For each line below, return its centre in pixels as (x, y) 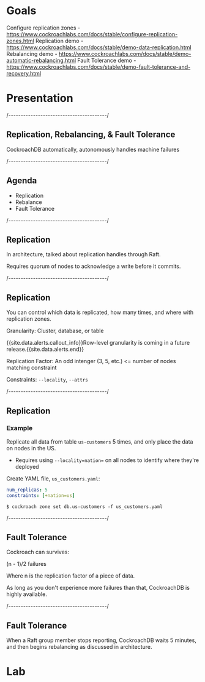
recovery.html (24, 73)
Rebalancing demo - (32, 53)
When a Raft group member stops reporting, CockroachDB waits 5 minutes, (102, 640)
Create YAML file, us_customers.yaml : (53, 478)
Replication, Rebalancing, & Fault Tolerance (91, 135)
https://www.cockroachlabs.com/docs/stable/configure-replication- (92, 34)
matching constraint (32, 368)
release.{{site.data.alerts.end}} (45, 349)
